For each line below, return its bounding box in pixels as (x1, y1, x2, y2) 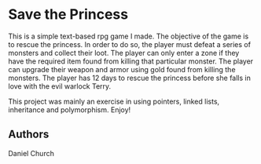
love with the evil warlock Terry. (8, 81, 112, 91)
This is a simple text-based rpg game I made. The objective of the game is (8, 31, 249, 41)
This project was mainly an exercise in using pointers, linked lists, (8, 97, 220, 106)
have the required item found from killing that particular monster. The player (8, 56, 254, 66)
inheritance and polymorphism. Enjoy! (8, 104, 131, 115)
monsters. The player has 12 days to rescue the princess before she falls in (8, 73, 252, 82)
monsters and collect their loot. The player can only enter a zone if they (8, 48, 240, 57)
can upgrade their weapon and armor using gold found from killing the (8, 64, 236, 74)
